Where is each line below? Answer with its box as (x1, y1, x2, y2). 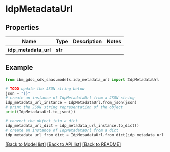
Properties (5, 23, 39, 32)
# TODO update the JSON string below (5, 86, 85, 91)
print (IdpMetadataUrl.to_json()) (5, 109, 76, 115)
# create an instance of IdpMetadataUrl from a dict (5, 128, 119, 133)
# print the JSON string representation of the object (5, 105, 123, 110)
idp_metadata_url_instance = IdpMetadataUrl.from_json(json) (5, 100, 137, 105)
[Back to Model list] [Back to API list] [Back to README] (5, 141, 121, 147)
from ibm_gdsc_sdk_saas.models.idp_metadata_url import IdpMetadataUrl (5, 77, 159, 82)
